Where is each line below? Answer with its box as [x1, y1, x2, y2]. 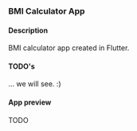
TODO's [8, 62, 36, 71]
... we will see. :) [8, 79, 61, 89]
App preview [8, 97, 52, 107]
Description [8, 26, 49, 35]
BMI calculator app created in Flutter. [8, 43, 130, 53]
